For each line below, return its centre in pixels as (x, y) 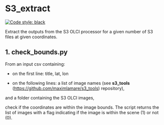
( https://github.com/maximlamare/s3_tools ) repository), (68, 88)
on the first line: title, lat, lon (40, 74)
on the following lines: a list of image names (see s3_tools (71, 83)
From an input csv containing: (35, 64)
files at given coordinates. (31, 37)
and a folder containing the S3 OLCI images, (50, 98)
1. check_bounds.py (36, 52)
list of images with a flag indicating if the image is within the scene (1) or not (82, 112)
